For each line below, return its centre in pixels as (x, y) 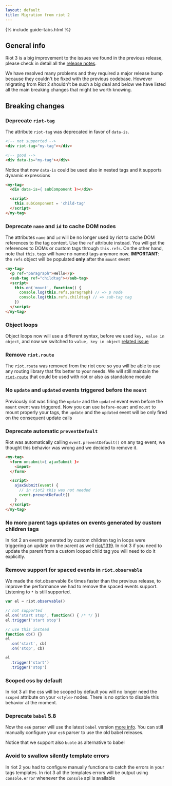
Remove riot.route (30, 355)
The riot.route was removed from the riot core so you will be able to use (83, 366)
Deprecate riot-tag (30, 120)
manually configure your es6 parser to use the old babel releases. (74, 733)
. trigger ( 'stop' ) (28, 667)
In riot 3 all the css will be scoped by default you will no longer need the (81, 692)
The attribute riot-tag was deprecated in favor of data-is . (67, 132)
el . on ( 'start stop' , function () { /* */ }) (53, 615)
